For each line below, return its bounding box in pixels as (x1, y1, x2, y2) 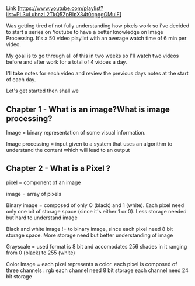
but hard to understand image (6, 214, 78, 221)
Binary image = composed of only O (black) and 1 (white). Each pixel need (6, 201, 184, 209)
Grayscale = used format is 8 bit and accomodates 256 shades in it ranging (6, 243, 187, 250)
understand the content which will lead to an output (6, 147, 130, 153)
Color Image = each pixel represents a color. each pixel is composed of (6, 260, 177, 267)
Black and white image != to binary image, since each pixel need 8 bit (6, 225, 173, 232)
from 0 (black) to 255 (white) (6, 249, 75, 256)
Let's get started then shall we (6, 87, 79, 95)
